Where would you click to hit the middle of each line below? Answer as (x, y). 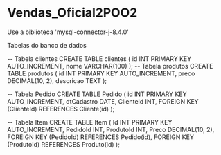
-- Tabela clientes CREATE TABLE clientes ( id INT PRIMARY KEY (99, 58)
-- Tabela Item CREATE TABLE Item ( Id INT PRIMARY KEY (90, 122)
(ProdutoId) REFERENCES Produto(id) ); (63, 144)
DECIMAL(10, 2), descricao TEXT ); (57, 80)
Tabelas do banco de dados (47, 45)
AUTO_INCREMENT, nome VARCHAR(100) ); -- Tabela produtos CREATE (110, 66)
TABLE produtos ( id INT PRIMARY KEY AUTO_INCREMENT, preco (101, 73)
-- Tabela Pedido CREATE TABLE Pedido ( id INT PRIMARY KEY (97, 94)
